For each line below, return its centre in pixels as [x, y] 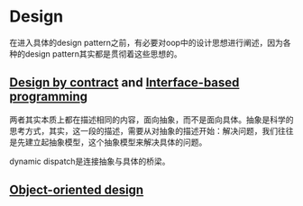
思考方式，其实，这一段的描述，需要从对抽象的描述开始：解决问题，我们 [143, 130]
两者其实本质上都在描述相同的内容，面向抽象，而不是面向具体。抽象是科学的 [151, 120]
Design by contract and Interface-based [124, 83]
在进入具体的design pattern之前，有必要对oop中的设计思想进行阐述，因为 [147, 42]
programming [49, 97]
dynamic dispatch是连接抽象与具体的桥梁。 [90, 161]
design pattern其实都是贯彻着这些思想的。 [103, 54]
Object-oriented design [77, 190]
